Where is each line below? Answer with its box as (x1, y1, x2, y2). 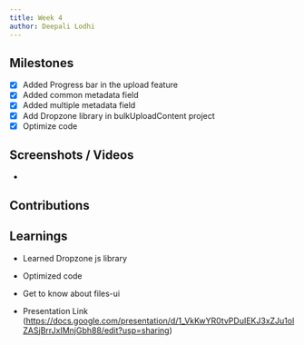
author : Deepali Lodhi (9, 22, 95, 31)
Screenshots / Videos (9, 147, 134, 163)
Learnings (9, 229, 68, 244)
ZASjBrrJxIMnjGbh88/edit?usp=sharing (22, 324, 170, 336)
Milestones (9, 55, 74, 71)
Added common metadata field (22, 90, 139, 101)
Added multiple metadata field (22, 100, 136, 111)
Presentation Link (22, 305, 89, 316)
